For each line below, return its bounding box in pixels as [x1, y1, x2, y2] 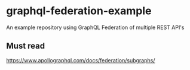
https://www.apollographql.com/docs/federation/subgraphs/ [6, 56, 155, 63]
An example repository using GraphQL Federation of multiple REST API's [6, 24, 185, 31]
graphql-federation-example [6, 4, 152, 18]
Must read [6, 41, 45, 51]
